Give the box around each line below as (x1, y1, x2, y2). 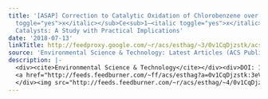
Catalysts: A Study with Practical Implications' (15, 26, 183, 34)
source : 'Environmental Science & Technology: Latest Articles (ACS (8, 49, 241, 57)
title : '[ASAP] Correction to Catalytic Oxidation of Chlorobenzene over (8, 11, 259, 20)
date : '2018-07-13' (8, 34, 73, 42)
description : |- (8, 57, 62, 65)
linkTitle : (8, 42, 45, 49)
